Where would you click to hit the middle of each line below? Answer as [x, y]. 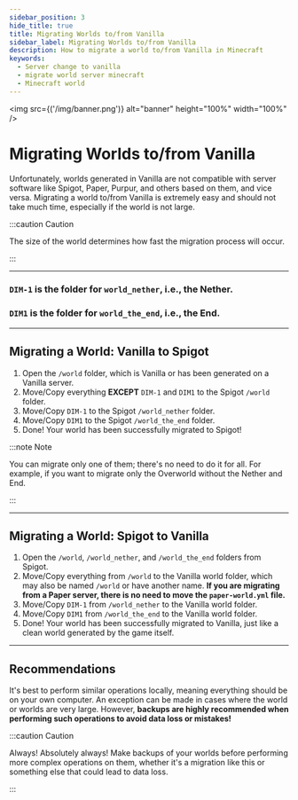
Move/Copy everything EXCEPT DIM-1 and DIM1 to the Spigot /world [146, 392]
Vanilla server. [48, 382]
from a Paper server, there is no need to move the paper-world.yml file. [153, 595]
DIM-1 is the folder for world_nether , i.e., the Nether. [121, 289]
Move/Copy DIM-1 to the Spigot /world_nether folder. [118, 411]
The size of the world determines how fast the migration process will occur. [147, 241]
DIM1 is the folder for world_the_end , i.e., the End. [114, 313]
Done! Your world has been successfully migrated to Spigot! [132, 429]
